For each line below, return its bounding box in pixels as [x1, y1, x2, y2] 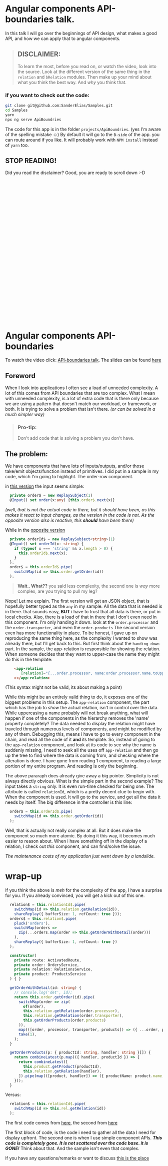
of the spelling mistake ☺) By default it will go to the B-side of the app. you [5, 131, 160, 138]
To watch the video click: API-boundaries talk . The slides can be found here [5, 357, 161, 363]
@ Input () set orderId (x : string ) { [9, 541, 84, 546]
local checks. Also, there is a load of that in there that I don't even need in [5, 614, 157, 620]
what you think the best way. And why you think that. [17, 79, 126, 85]
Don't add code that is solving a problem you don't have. [17, 435, 134, 441]
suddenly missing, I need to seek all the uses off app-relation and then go [5, 747, 158, 753]
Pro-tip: [17, 424, 37, 431]
